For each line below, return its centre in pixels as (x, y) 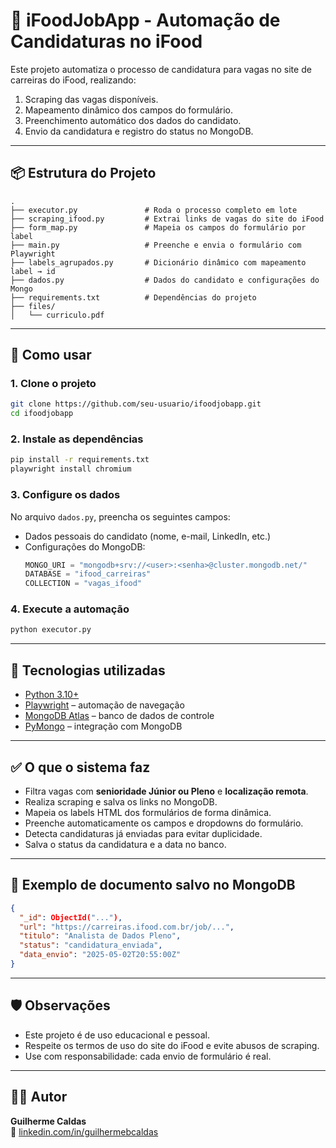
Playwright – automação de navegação (104, 705)
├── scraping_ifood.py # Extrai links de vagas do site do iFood (167, 219)
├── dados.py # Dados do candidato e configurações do (165, 280)
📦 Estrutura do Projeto (83, 173)
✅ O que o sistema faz (80, 767)
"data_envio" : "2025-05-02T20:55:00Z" (100, 955)
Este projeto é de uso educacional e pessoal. (117, 1035)
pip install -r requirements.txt (80, 460)
